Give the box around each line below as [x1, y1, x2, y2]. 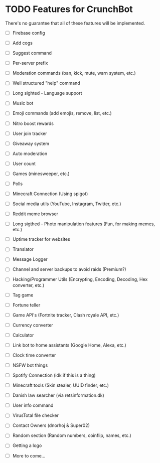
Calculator [12, 332, 34, 338]
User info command [12, 402, 54, 408]
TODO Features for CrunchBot [5, 4, 133, 15]
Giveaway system [12, 140, 49, 146]
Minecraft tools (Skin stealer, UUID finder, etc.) [12, 382, 109, 388]
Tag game [12, 292, 34, 298]
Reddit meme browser [12, 211, 59, 217]
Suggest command [12, 50, 52, 56]
